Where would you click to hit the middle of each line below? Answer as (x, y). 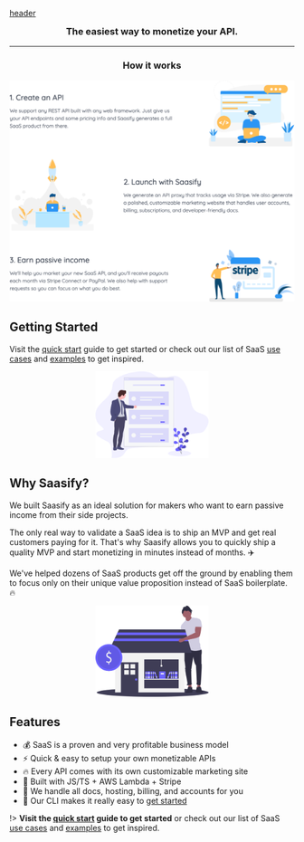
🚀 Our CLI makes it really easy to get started (104, 800)
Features (35, 722)
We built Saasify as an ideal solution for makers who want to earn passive (147, 505)
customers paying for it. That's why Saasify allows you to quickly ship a (142, 541)
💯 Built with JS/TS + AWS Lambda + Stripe (102, 781)
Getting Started (54, 327)
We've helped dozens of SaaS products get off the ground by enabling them (152, 573)
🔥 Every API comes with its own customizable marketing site (135, 771)
